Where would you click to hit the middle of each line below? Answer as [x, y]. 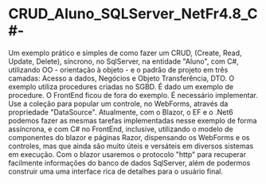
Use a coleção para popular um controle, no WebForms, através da [118, 104]
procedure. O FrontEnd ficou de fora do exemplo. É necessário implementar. [133, 95]
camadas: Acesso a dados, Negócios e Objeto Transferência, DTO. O [121, 78]
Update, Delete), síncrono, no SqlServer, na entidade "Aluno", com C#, [123, 61]
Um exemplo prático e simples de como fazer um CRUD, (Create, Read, [125, 53]
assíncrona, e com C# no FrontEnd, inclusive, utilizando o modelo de [121, 129]
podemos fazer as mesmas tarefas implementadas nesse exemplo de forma [133, 120]
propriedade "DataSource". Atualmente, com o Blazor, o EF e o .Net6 [121, 112]
